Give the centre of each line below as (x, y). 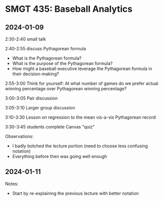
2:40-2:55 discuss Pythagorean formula (46, 49)
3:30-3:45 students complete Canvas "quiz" (50, 127)
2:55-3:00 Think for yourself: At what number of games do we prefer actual (82, 83)
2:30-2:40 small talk (26, 39)
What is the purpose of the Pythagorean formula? (62, 63)
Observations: (19, 136)
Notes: (12, 184)
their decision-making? (35, 74)
